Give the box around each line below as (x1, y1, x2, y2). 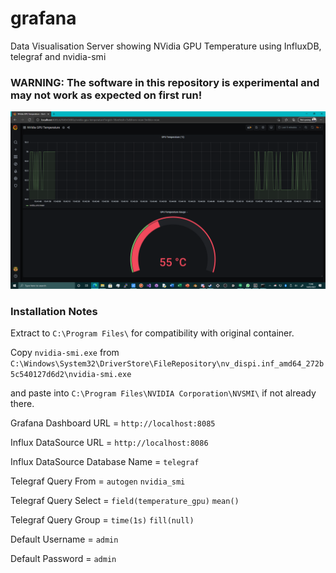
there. (10, 398, 35, 410)
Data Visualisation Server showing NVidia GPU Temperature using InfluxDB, (10, 40, 322, 52)
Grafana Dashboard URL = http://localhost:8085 (10, 417, 216, 429)
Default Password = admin (10, 553, 117, 565)
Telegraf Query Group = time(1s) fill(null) (10, 514, 195, 526)
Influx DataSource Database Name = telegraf (10, 456, 200, 468)
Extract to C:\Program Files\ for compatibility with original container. (10, 327, 295, 339)
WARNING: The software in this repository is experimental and (10, 75, 320, 89)
